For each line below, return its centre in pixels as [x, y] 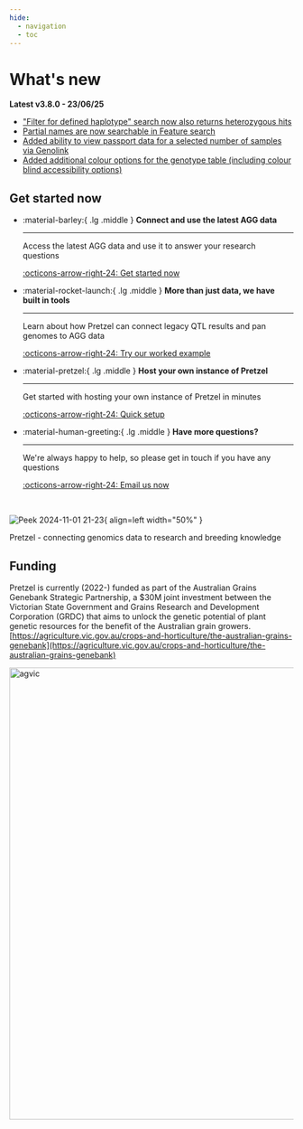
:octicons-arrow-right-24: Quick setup [93, 414]
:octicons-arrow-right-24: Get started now [101, 273]
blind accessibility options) [72, 170]
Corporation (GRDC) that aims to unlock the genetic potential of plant [138, 616]
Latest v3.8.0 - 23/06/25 [57, 104]
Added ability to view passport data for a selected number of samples [152, 141]
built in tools [46, 300]
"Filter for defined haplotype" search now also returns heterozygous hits [157, 122]
